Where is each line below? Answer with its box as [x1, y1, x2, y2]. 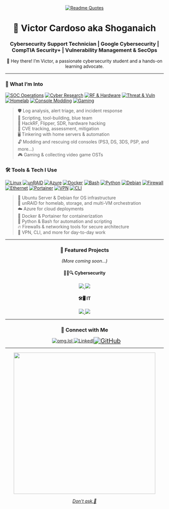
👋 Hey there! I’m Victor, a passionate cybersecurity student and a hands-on [7, 58, 162, 64]
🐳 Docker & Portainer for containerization [17, 213, 103, 219]
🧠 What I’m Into [5, 80, 43, 88]
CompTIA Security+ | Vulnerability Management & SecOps [12, 47, 157, 54]
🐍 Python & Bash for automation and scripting [17, 218, 112, 224]
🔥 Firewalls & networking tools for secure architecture [17, 224, 129, 230]
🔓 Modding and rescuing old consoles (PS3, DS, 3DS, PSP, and [17, 138, 149, 145]
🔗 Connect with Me [61, 326, 108, 333]
